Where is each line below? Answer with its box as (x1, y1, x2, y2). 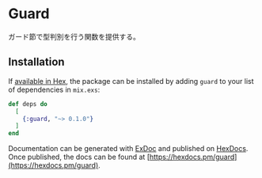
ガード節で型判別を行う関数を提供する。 (8, 32, 140, 41)
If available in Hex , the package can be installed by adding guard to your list (8, 76, 255, 85)
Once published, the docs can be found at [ (8, 152, 150, 162)
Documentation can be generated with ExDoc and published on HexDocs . (8, 144, 249, 153)
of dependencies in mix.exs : (8, 85, 101, 94)
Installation (8, 55, 65, 69)
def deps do (8, 100, 47, 108)
